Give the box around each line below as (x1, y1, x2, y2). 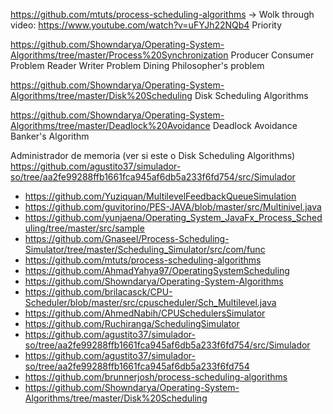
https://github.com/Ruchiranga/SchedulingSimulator (24, 318, 240, 329)
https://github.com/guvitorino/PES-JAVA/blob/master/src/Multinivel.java (24, 201, 322, 213)
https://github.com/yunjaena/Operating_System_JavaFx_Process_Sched (24, 212, 323, 223)
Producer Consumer (230, 49, 315, 61)
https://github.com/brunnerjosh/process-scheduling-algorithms (24, 371, 288, 383)
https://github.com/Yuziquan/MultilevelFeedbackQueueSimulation (24, 190, 297, 202)
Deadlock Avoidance (212, 120, 298, 131)
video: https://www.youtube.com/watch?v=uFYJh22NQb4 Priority (10, 19, 283, 31)
